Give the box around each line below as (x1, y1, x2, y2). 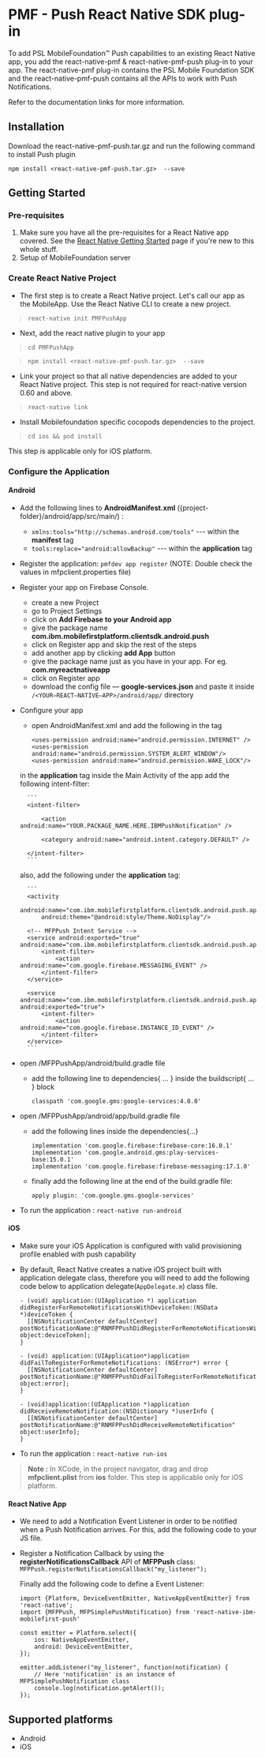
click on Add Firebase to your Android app (31, 614, 172, 624)
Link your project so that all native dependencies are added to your (19, 371, 238, 381)
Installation (8, 120, 65, 133)
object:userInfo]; (19, 1428, 80, 1437)
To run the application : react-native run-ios (19, 1449, 168, 1459)
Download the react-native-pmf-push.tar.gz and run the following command (8, 141, 255, 151)
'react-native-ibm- (192, 1609, 257, 1617)
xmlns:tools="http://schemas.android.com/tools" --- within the (31, 527, 240, 536)
